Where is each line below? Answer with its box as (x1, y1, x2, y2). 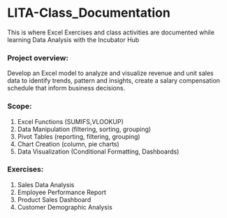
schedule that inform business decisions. (7, 84, 126, 93)
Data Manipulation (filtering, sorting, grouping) (17, 125, 152, 133)
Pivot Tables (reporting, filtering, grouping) (17, 132, 141, 141)
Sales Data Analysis (17, 180, 75, 189)
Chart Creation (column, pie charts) (17, 139, 120, 148)
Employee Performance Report (17, 188, 107, 196)
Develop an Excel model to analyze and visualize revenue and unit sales (7, 69, 214, 78)
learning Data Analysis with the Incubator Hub (7, 35, 140, 43)
